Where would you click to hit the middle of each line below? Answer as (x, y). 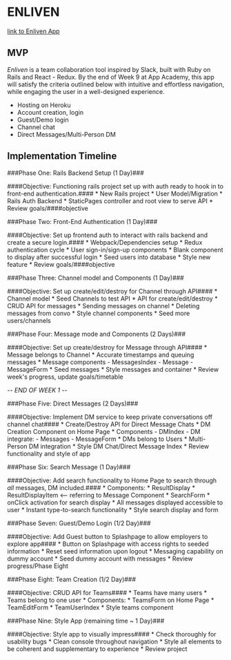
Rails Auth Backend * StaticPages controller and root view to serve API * (110, 200)
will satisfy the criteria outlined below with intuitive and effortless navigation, (116, 84)
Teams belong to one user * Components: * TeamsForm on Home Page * (111, 600)
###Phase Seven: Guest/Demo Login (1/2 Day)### (79, 523)
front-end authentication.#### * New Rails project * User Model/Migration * (115, 194)
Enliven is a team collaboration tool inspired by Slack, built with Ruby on (109, 69)
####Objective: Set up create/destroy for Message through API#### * (107, 347)
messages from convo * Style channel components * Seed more (99, 313)
